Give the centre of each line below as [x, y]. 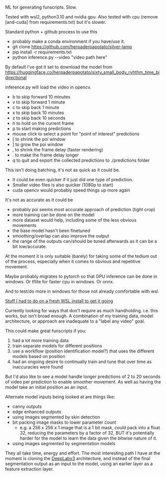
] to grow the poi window [38, 144]
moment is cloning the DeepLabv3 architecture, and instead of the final [78, 458]
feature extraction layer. [29, 469]
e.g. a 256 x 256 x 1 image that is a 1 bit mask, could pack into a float [90, 427]
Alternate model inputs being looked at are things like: [60, 397]
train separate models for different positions [57, 346]
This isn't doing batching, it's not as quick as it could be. [63, 170]
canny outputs [27, 406]
